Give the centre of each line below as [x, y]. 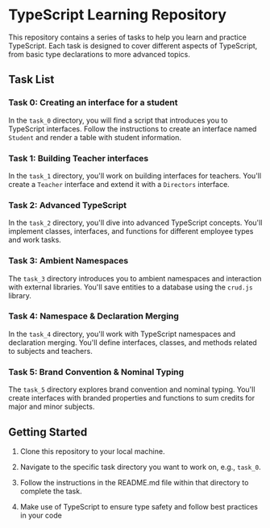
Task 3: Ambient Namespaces [69, 261]
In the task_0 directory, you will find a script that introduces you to [118, 120]
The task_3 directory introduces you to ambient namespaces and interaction [135, 278]
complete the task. [51, 491]
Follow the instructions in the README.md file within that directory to [134, 482]
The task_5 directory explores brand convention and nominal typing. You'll [132, 389]
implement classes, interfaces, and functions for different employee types [131, 231]
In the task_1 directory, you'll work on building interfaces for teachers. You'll [135, 176]
